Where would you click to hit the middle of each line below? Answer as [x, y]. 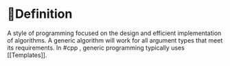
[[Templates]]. [27, 55]
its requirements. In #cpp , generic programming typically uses [96, 47]
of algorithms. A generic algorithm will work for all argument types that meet [115, 40]
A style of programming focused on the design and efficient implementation [114, 33]
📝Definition [40, 14]
